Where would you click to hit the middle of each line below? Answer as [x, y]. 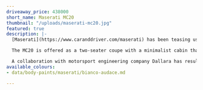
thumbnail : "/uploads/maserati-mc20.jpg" [59, 23]
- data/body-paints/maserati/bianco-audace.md [66, 73]
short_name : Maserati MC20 [40, 17]
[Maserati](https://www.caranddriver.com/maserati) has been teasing [101, 40]
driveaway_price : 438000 [37, 12]
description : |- [27, 34]
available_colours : [31, 67]
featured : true [25, 28]
